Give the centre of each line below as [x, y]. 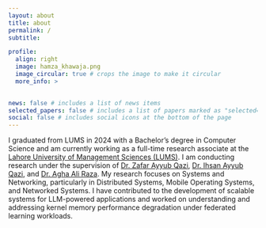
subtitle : [25, 38]
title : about [30, 23]
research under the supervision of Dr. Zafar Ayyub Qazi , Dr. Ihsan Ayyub [126, 165]
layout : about [32, 15]
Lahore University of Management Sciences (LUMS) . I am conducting [122, 157]
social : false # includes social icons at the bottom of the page [120, 118]
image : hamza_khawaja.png [58, 67]
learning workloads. [41, 216]
